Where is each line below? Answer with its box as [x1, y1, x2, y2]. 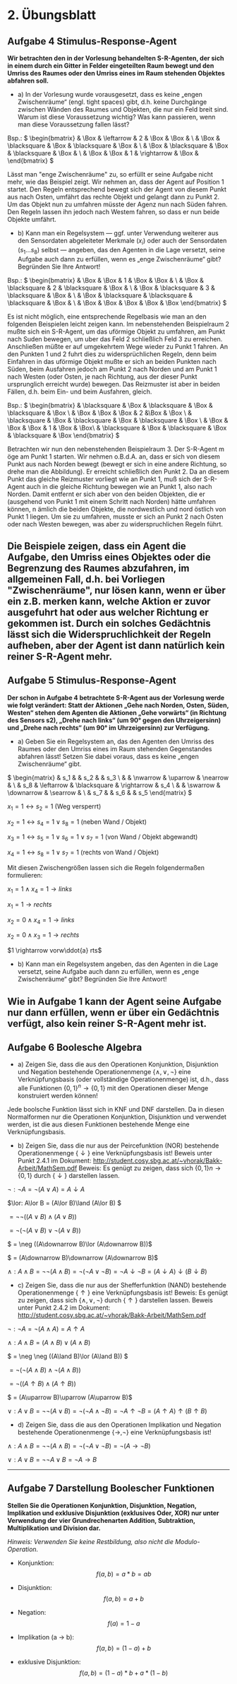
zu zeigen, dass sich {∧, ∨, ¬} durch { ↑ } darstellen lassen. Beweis [17, 1296, 213, 1305]
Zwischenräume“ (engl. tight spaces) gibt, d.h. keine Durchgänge [17, 98, 207, 106]
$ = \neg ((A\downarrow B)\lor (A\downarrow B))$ [7, 1240, 153, 1249]
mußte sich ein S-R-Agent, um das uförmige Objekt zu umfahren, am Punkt [7, 327, 226, 336]
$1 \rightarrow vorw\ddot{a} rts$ [7, 946, 102, 955]
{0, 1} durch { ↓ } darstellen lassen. [17, 1172, 120, 1180]
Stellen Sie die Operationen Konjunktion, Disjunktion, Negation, [7, 1501, 197, 1509]
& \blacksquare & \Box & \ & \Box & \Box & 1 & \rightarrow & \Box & [7, 149, 199, 157]
